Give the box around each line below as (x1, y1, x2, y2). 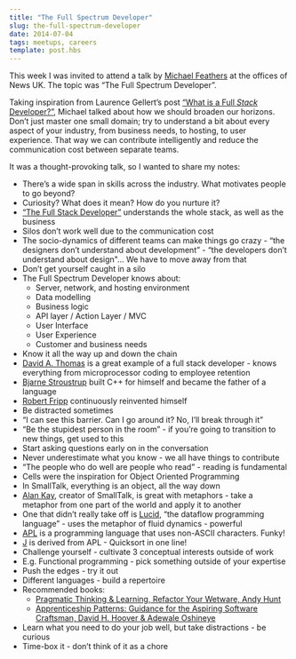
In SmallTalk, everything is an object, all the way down (21, 480, 220, 491)
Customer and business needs (35, 339, 148, 350)
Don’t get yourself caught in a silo (21, 264, 147, 274)
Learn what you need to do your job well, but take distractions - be (21, 623, 267, 633)
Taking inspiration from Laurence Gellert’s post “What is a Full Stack (9, 97, 258, 107)
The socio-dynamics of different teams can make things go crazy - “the (21, 235, 285, 246)
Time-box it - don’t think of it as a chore (21, 641, 169, 652)
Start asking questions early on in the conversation (21, 443, 209, 454)
